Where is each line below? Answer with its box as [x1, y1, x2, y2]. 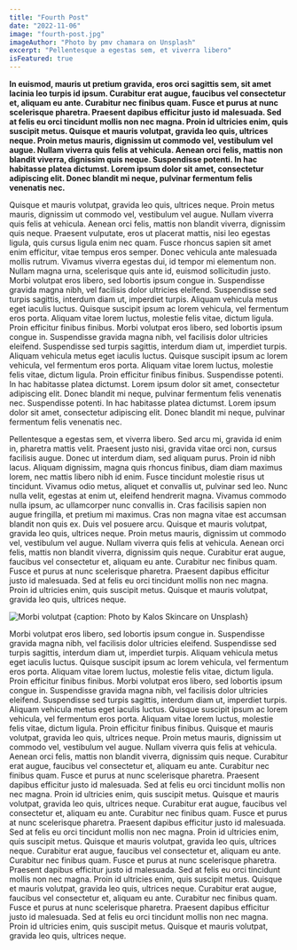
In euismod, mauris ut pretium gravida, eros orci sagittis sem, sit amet [9, 79, 272, 89]
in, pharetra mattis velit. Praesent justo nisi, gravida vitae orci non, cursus [9, 443, 277, 454]
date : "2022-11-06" [9, 21, 82, 30]
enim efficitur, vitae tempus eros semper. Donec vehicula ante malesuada [9, 247, 277, 257]
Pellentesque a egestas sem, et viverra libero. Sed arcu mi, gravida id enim [9, 434, 282, 444]
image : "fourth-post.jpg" [9, 29, 105, 38]
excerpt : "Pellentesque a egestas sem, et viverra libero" [9, 46, 232, 55]
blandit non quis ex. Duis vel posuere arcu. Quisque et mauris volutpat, [9, 519, 268, 529]
